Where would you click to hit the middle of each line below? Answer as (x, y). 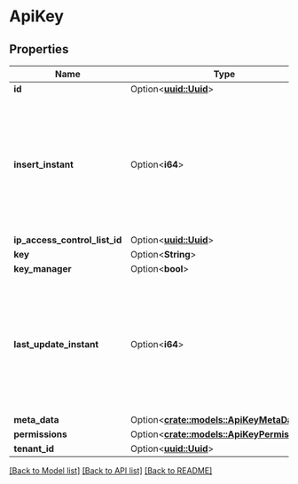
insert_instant (43, 164)
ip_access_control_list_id (68, 240)
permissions (41, 434)
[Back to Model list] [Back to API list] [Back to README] (111, 471)
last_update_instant (56, 344)
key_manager (43, 269)
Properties (39, 49)
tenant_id (34, 448)
